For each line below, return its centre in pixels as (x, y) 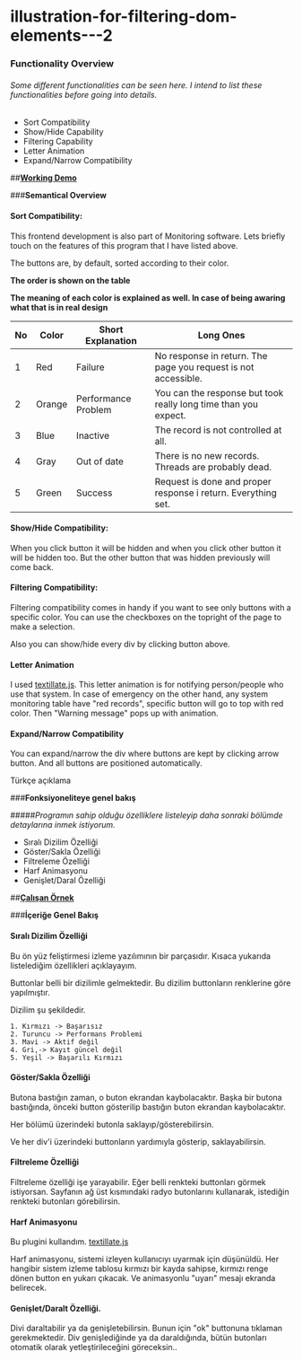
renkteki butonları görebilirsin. (65, 1201)
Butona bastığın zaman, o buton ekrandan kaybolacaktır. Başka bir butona (146, 1097)
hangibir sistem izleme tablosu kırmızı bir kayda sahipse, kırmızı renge (139, 1269)
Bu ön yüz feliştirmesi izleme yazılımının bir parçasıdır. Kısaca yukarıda (141, 956)
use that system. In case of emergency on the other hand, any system (139, 694)
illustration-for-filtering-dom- (124, 17)
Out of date (100, 461)
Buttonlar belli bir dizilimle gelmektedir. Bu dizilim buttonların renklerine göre (151, 983)
